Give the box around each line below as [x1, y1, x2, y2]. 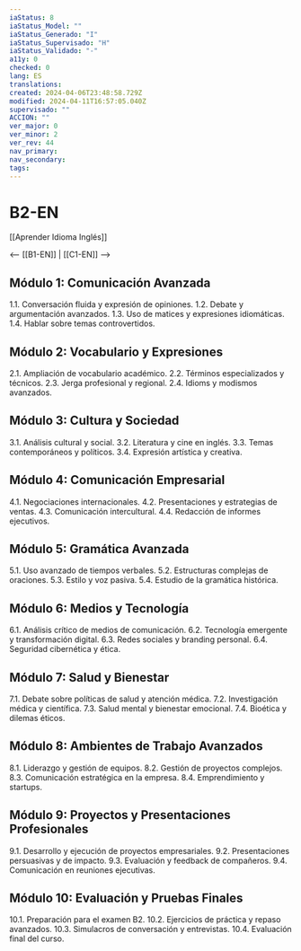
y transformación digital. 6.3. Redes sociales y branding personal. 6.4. [9, 634, 268, 645]
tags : [9, 163, 30, 172]
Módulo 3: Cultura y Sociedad [9, 413, 180, 428]
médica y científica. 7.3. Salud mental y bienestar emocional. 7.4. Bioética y [9, 703, 288, 714]
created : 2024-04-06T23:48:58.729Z [9, 88, 143, 97]
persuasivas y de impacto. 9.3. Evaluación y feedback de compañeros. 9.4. [9, 855, 288, 866]
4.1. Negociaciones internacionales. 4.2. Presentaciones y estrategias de [9, 496, 278, 507]
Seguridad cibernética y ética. [9, 644, 121, 655]
